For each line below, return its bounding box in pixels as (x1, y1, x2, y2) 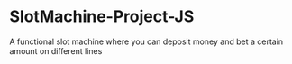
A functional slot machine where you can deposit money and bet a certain (9, 36, 284, 47)
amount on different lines (9, 45, 103, 56)
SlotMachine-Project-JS (9, 6, 195, 27)
